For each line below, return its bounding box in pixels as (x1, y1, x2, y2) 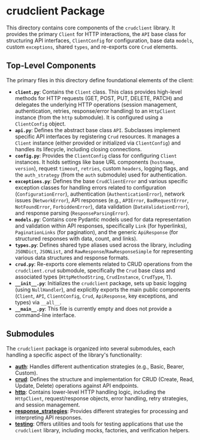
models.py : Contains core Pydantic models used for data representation (14, 215, 191, 223)
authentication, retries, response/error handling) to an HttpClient (14, 107, 176, 115)
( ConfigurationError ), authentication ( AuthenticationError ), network (14, 190, 186, 197)
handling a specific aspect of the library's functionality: (6, 351, 143, 358)
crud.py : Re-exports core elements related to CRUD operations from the (14, 260, 193, 268)
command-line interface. (14, 311, 76, 319)
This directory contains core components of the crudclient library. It (6, 24, 175, 31)
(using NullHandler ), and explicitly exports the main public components (14, 286, 191, 293)
